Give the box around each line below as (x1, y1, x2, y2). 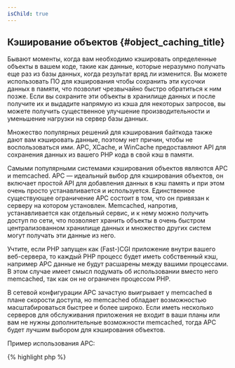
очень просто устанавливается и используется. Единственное (7, 187, 195, 195)
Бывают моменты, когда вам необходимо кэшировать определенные (7, 55, 217, 63)
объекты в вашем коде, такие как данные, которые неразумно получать (7, 63, 226, 71)
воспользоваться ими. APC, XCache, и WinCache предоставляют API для (7, 143, 227, 152)
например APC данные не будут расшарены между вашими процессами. (7, 260, 229, 268)
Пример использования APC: (7, 339, 95, 348)
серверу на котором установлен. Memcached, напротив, (7, 202, 178, 210)
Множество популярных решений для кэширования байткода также (7, 128, 213, 137)
